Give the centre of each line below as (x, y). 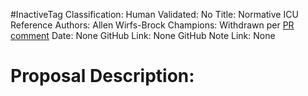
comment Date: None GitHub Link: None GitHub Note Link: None (143, 35)
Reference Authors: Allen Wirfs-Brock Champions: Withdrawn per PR (152, 25)
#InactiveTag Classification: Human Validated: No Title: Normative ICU (154, 14)
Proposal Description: (102, 76)
